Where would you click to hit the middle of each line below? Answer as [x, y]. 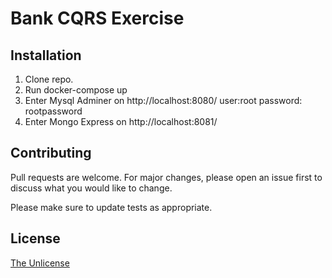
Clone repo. [49, 79]
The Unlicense [40, 263]
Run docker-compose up [76, 90]
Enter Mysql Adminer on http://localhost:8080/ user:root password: [163, 100]
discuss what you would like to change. [91, 188]
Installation [46, 55]
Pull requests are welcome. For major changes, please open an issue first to [166, 177]
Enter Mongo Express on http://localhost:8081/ [121, 121]
